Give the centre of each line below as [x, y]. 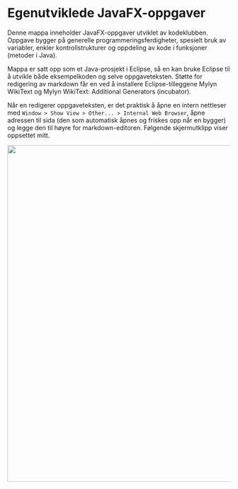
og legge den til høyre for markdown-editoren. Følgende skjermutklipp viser [118, 127]
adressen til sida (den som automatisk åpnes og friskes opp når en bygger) [117, 120]
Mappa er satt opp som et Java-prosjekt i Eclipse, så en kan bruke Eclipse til [119, 69]
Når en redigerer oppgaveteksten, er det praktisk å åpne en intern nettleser [117, 105]
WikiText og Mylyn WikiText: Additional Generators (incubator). [99, 91]
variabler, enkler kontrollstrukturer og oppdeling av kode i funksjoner [107, 47]
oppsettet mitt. [29, 135]
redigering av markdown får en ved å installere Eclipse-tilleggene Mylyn [112, 84]
